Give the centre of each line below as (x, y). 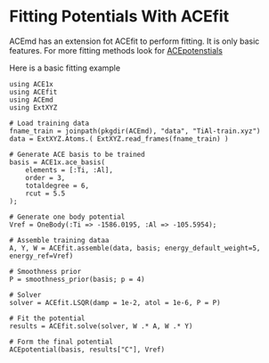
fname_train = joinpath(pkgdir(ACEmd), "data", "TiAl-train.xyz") (135, 131)
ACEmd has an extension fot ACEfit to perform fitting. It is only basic (134, 41)
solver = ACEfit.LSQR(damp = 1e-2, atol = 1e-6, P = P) (115, 302)
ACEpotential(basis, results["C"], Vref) (87, 350)
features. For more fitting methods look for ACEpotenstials (116, 50)
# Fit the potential (48, 318)
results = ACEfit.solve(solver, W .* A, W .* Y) (101, 326)
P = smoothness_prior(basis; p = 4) (77, 279)
